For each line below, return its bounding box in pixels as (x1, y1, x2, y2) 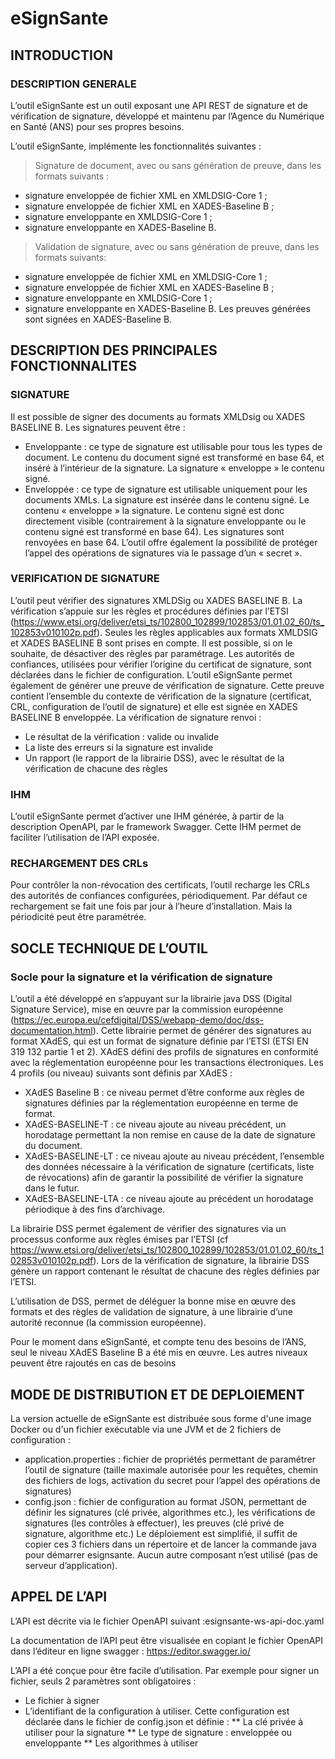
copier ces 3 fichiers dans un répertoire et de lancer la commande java (24, 1538, 317, 1550)
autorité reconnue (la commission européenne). (10, 1317, 207, 1329)
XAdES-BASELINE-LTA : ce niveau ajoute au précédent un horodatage (24, 1193, 314, 1205)
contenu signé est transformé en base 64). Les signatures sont (24, 525, 285, 537)
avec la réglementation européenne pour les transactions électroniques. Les (10, 1057, 324, 1069)
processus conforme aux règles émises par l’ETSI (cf (10, 1233, 229, 1246)
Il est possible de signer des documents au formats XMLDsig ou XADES (10, 410, 306, 422)
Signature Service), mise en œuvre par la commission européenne (10, 1003, 284, 1016)
